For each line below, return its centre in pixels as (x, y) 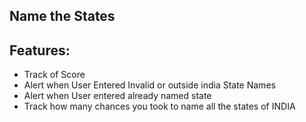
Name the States (62, 16)
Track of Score (54, 75)
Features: (40, 50)
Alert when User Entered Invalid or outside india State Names (149, 85)
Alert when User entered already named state (117, 96)
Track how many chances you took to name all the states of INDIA (159, 106)
